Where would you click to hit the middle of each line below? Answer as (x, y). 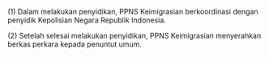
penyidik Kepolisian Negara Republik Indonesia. (87, 20)
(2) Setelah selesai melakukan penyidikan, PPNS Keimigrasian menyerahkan (134, 36)
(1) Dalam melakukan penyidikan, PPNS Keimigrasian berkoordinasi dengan (133, 12)
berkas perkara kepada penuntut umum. (75, 44)
